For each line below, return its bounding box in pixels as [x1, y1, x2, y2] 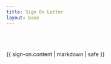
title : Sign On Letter [6, 9, 64, 15]
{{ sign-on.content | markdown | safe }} [6, 50, 105, 58]
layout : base [6, 15, 39, 21]
